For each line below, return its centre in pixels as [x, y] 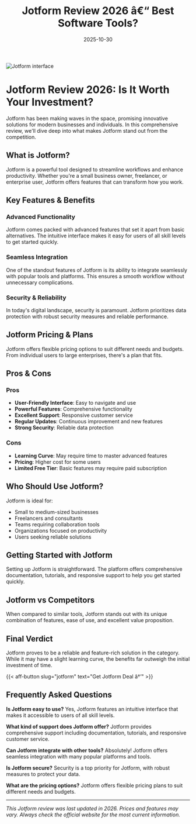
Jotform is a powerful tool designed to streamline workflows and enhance [95, 169]
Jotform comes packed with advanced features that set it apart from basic [95, 230]
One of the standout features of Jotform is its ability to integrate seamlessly [97, 270]
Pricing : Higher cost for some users [57, 462]
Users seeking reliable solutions [53, 537]
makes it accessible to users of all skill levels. [60, 715]
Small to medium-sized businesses [57, 512]
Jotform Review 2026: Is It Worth [88, 90]
